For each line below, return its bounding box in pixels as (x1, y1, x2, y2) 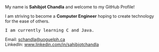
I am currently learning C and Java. (5, 28, 95, 33)
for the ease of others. (5, 19, 50, 24)
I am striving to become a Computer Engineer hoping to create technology (5, 13, 154, 19)
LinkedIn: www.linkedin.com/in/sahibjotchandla (5, 42, 99, 47)
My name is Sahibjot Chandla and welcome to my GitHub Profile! (5, 4, 135, 10)
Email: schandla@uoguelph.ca (5, 37, 65, 42)
